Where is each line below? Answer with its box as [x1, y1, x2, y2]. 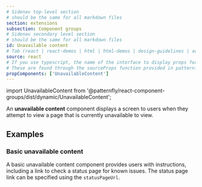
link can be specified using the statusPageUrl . [6, 173, 120, 181]
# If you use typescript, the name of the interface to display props [6, 59, 187, 65]
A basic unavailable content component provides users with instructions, [6, 160, 186, 168]
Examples [6, 129, 44, 139]
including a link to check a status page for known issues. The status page [6, 167, 188, 174]
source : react [6, 54, 42, 60]
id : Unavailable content [6, 43, 69, 49]
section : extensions [6, 20, 58, 26]
